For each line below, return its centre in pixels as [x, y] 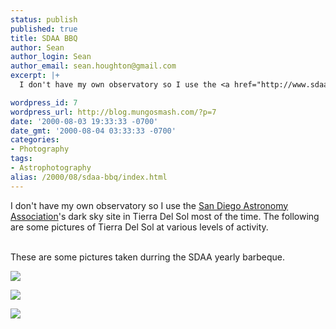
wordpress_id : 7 [44, 102]
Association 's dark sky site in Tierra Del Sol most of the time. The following [165, 216]
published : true [44, 29]
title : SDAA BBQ [44, 38]
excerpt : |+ [35, 76]
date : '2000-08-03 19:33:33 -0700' [84, 121]
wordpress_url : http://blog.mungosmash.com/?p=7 [113, 112]
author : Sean [37, 47]
